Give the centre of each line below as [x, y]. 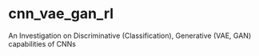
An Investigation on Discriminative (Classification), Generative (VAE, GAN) [130, 35]
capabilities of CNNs [42, 43]
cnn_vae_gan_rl [61, 14]
